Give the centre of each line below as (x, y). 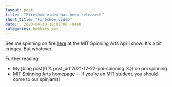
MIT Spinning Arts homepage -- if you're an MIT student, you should (85, 74)
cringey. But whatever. (29, 49)
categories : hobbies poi (32, 29)
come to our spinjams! (36, 79)
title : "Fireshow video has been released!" (55, 15)
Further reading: (22, 59)
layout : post (19, 10)
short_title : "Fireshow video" (39, 19)
